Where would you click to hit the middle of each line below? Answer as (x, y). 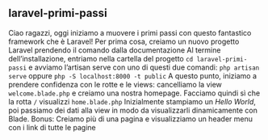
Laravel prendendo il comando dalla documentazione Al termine (115, 50)
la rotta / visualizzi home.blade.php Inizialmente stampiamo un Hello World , (132, 101)
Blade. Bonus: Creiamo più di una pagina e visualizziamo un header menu (130, 119)
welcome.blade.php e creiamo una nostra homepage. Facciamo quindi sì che (134, 93)
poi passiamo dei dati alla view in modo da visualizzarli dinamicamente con (133, 110)
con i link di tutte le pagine (52, 127)
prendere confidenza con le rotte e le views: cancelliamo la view (115, 84)
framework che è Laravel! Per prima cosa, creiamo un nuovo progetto (124, 41)
